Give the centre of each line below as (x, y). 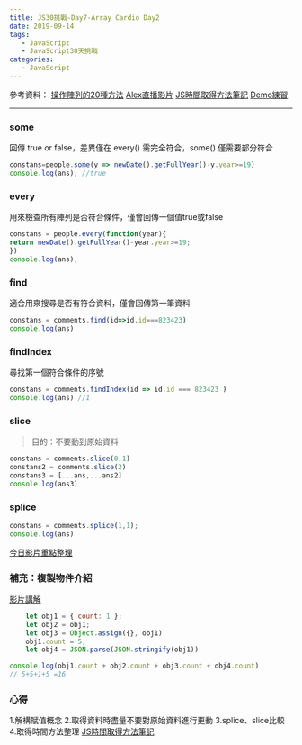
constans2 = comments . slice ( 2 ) (68, 467)
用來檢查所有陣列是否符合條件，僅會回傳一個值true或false (116, 217)
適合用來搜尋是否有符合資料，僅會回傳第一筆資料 (100, 304)
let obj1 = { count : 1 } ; (74, 616)
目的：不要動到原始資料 (75, 441)
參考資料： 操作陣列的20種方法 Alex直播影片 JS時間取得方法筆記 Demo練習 (149, 95)
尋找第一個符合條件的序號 (57, 372)
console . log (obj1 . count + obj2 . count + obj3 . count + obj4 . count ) (134, 666)
